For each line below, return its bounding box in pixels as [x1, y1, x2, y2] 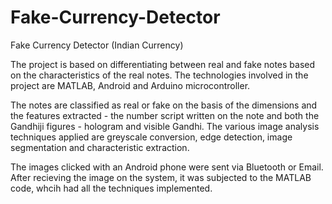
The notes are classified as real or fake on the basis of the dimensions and [10, 99, 318, 111]
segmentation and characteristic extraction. [10, 141, 190, 153]
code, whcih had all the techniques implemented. [10, 182, 213, 194]
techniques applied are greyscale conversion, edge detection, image [10, 131, 293, 143]
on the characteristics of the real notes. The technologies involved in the [10, 69, 309, 81]
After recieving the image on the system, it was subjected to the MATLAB [10, 171, 312, 183]
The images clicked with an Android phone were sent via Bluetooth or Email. [10, 161, 324, 173]
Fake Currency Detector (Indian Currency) [10, 39, 184, 51]
